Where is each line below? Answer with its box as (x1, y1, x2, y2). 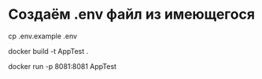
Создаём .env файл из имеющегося (8, 5, 256, 23)
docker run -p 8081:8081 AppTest (8, 61, 116, 71)
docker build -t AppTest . (8, 46, 89, 56)
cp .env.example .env (8, 31, 77, 41)
